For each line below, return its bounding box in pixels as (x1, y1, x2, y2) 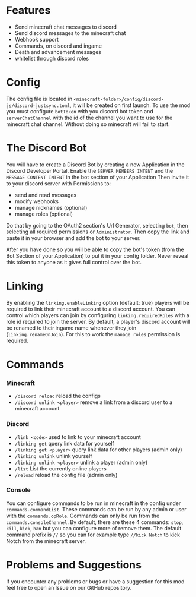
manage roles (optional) (14, 210, 73, 217)
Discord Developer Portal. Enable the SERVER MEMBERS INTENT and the (6, 167, 173, 174)
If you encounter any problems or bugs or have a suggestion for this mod (6, 577, 185, 585)
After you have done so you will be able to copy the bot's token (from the (6, 246, 185, 253)
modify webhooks (14, 197, 59, 205)
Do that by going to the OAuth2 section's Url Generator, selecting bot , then (6, 222, 188, 229)
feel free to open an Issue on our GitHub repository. (6, 584, 132, 591)
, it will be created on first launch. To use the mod (69, 102, 191, 109)
